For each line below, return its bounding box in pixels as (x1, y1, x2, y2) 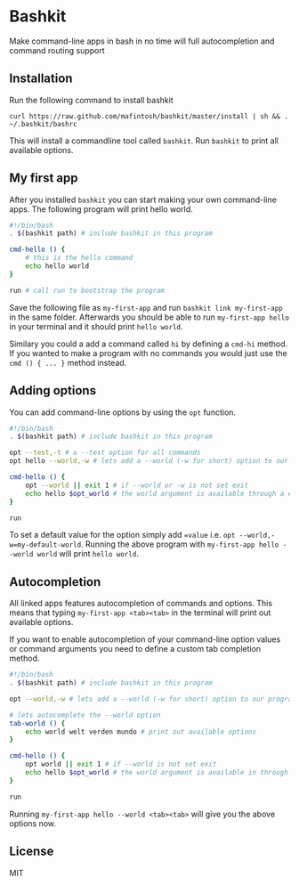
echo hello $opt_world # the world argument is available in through (25, 768, 289, 777)
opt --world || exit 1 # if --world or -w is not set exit (25, 481, 249, 490)
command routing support (9, 45, 105, 55)
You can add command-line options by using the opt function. (9, 407, 237, 418)
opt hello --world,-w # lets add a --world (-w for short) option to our (9, 457, 289, 466)
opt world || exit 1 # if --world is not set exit (25, 759, 217, 769)
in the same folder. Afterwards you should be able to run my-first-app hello (9, 312, 289, 322)
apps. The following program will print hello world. (9, 203, 193, 215)
